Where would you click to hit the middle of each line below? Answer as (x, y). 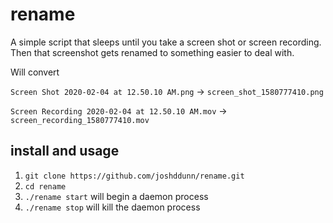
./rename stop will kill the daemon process (112, 207)
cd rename (45, 186)
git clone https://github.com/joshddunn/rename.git (134, 176)
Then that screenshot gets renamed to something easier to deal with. (152, 52)
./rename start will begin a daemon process (116, 196)
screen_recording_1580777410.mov (80, 120)
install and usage (65, 151)
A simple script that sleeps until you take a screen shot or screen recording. (166, 42)
